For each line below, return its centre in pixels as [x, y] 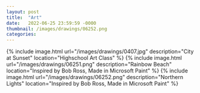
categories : [21, 34]
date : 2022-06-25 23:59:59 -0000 [51, 23]
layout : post [23, 12]
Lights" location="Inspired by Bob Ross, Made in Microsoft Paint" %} [92, 84]
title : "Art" [24, 18]
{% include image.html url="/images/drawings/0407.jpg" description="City [100, 51]
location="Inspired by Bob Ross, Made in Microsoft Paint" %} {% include [97, 71]
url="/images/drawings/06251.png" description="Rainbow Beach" [89, 65]
